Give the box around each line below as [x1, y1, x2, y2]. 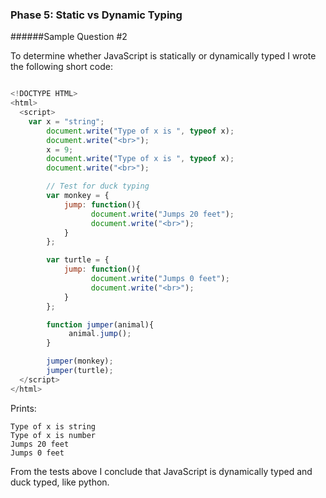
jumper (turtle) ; [46, 366, 114, 376]
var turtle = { [46, 255, 110, 265]
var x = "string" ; [28, 116, 105, 127]
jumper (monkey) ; [46, 356, 114, 367]
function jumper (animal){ [46, 319, 155, 330]
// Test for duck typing [46, 181, 150, 192]
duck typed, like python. [10, 476, 110, 488]
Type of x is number [10, 430, 97, 440]
